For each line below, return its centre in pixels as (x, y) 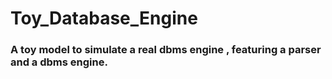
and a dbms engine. (59, 62)
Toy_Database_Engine (104, 18)
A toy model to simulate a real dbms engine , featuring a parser (166, 50)
